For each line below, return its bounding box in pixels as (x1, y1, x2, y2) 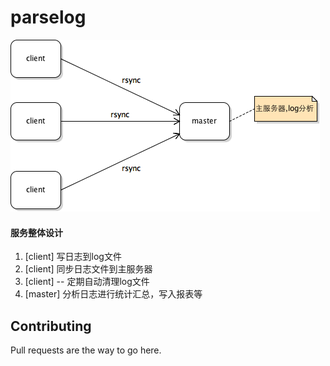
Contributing (10, 317, 92, 335)
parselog (10, 6, 87, 29)
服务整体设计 (10, 226, 63, 238)
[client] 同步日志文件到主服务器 (24, 263, 153, 275)
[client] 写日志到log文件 (24, 251, 122, 263)
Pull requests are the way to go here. (10, 344, 162, 356)
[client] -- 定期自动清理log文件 (24, 276, 150, 288)
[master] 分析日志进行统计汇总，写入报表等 (24, 288, 203, 300)
